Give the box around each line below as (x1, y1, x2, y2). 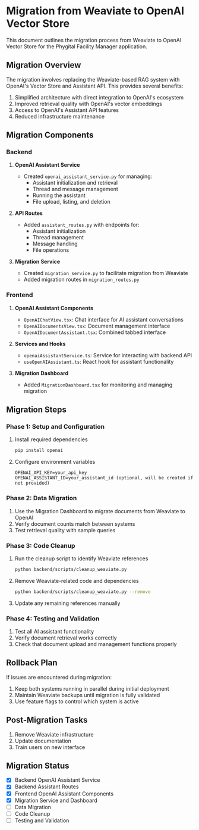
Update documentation (14, 737, 71, 744)
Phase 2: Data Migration (6, 494, 77, 503)
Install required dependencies (14, 436, 88, 443)
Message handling (32, 240, 78, 248)
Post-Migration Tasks (6, 715, 88, 725)
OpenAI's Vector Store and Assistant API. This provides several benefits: (6, 82, 184, 89)
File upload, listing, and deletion (32, 198, 111, 205)
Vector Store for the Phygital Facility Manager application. (6, 43, 147, 50)
